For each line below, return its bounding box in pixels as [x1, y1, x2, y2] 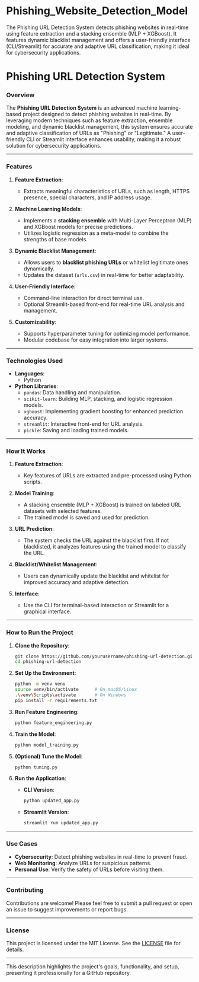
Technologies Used [6, 356, 63, 365]
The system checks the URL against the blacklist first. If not [23, 537, 169, 544]
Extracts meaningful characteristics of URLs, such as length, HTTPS [23, 187, 190, 195]
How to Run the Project [6, 629, 74, 637]
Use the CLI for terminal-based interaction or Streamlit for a [23, 602, 169, 609]
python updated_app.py [23, 798, 80, 804]
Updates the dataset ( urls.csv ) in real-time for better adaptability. [23, 271, 185, 278]
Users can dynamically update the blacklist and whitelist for [23, 572, 169, 579]
